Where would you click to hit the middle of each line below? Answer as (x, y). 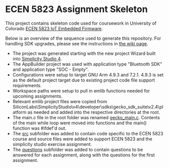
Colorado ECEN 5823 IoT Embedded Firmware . (54, 28)
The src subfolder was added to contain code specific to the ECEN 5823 (88, 133)
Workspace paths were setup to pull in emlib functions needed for (81, 91)
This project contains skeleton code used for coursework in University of (81, 23)
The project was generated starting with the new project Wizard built (84, 53)
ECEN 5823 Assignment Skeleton (76, 9)
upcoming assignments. (37, 96)
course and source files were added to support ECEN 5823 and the (82, 139)
